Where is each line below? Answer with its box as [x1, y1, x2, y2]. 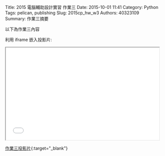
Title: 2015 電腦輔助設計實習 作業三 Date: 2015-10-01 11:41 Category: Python [5, 4, 159, 10]
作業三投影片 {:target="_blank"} [5, 145, 68, 151]
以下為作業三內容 [5, 26, 40, 32]
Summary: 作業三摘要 [5, 16, 49, 21]
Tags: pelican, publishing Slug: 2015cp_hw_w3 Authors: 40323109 [5, 10, 139, 16]
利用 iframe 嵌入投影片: [5, 37, 53, 42]
